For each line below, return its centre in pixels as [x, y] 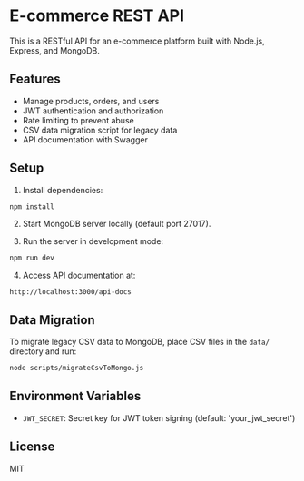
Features [35, 79]
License [32, 447]
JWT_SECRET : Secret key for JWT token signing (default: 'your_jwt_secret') [159, 417]
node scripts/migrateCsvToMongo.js [77, 368]
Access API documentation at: [79, 275]
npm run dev [32, 258]
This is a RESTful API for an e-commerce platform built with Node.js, [137, 41]
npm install [32, 206]
